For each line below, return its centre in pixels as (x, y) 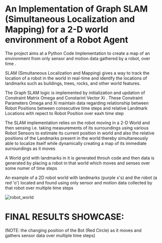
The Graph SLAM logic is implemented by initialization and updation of (75, 93)
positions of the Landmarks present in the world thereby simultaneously (77, 138)
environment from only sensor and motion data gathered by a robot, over (78, 58)
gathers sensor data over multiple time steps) (50, 235)
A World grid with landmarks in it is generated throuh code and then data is (80, 158)
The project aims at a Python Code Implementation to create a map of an (77, 53)
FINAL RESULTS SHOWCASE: (65, 217)
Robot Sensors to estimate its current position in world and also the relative (80, 133)
